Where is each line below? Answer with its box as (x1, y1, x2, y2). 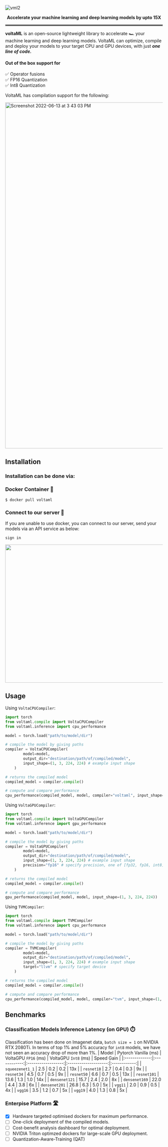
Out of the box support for (5, 60, 61, 66)
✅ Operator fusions (5, 71, 45, 77)
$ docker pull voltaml (5, 497, 52, 502)
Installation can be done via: (5, 472, 75, 479)
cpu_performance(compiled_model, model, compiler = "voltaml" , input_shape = (5, 793, 164, 798)
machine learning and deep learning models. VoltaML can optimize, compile (5, 38, 161, 44)
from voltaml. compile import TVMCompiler (5, 918, 93, 923)
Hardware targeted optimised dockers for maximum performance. (12, 1113, 148, 1119)
